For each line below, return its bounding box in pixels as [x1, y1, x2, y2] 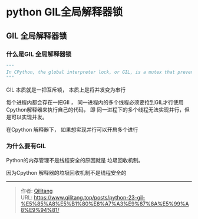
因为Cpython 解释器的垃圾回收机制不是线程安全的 [6, 169, 127, 176]
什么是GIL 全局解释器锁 [6, 50, 72, 58]
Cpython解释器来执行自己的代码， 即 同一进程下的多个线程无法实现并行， [6, 106, 184, 113]
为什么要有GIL [6, 142, 46, 151]
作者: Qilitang [20, 187, 53, 194]
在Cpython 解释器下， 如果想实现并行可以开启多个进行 [6, 126, 138, 133]
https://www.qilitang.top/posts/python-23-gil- [34, 194, 146, 201]
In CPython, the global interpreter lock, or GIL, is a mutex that [6, 69, 176, 75]
